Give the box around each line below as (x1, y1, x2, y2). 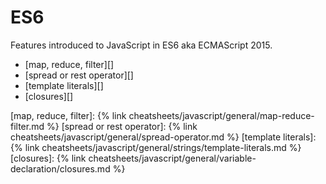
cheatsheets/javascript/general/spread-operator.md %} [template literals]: (10, 131, 317, 143)
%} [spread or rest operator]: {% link (46, 120, 198, 132)
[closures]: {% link (10, 152, 87, 164)
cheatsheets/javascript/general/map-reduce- (128, 109, 315, 121)
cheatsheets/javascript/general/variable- (88, 152, 257, 164)
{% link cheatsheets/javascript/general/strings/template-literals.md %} (10, 141, 302, 153)
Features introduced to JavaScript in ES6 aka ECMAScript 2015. (10, 39, 273, 51)
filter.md (10, 120, 45, 132)
